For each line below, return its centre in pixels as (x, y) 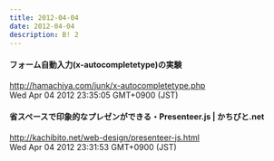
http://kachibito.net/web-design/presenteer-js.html (104, 137)
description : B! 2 (44, 34)
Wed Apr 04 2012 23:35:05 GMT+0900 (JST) (94, 95)
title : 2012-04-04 (44, 18)
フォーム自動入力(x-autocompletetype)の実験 (96, 64)
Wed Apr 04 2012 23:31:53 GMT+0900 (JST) (93, 147)
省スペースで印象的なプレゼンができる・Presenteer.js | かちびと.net (137, 117)
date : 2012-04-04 (42, 26)
